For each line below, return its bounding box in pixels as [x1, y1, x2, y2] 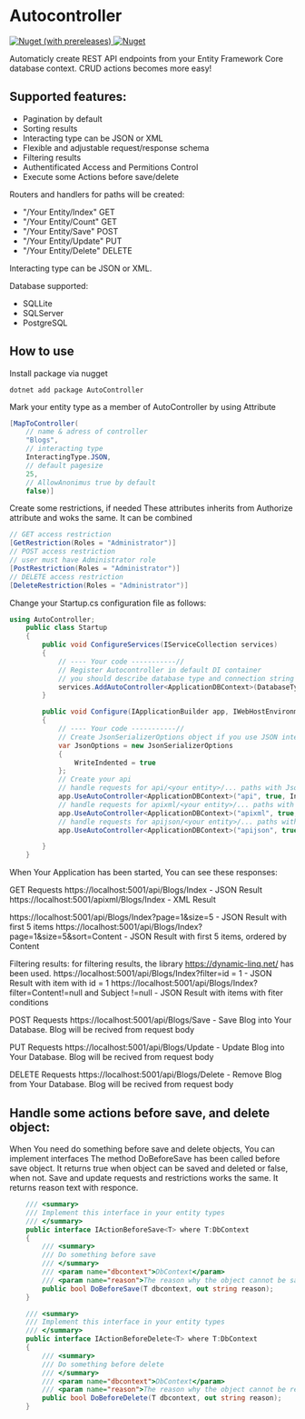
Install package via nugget [9, 367, 108, 378]
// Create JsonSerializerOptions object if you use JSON [57, 733, 279, 742]
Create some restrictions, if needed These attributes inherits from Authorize [9, 503, 293, 514]
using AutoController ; [9, 615, 95, 624]
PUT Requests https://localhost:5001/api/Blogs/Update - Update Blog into [9, 1042, 285, 1053]
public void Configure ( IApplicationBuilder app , [42, 707, 230, 716]
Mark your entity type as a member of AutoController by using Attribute [9, 401, 277, 412]
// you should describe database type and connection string [57, 674, 295, 683]
